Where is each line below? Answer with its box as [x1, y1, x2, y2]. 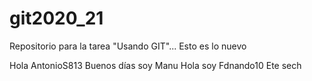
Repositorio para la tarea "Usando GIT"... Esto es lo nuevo [9, 40, 247, 52]
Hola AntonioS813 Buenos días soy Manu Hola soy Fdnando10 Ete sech [9, 59, 302, 71]
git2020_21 [9, 7, 104, 30]
